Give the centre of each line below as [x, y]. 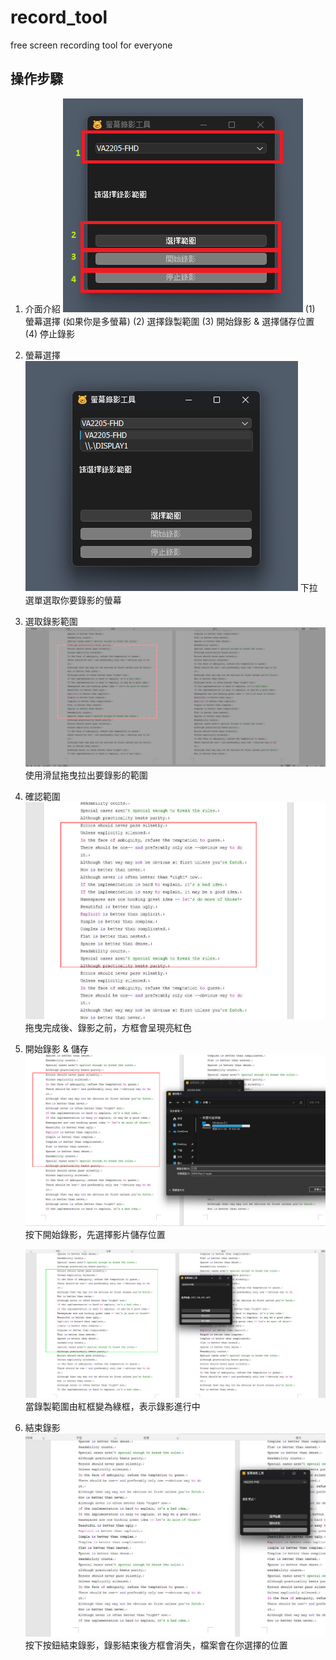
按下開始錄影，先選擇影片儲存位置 [95, 1235]
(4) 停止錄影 [49, 333]
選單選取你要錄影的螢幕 [73, 600]
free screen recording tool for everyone [91, 45]
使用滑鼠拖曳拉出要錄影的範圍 [86, 775]
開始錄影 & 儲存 [56, 1049]
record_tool [59, 17]
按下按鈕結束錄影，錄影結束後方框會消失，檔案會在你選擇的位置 [156, 1645]
